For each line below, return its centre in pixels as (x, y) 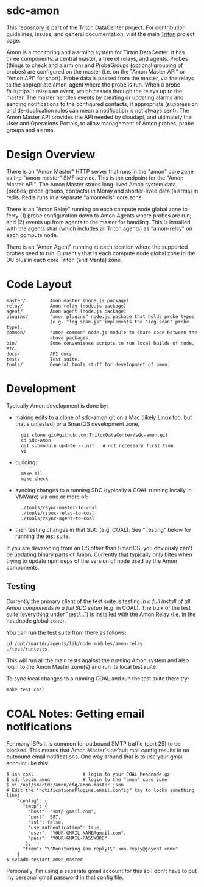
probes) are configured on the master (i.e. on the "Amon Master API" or (96, 71)
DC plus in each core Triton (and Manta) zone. (64, 260)
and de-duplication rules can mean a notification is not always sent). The (98, 110)
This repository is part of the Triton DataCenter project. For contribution (96, 27)
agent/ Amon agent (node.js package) (66, 311)
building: (26, 462)
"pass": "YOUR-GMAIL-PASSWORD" (68, 838)
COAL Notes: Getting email (76, 714)
